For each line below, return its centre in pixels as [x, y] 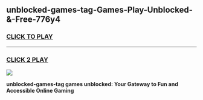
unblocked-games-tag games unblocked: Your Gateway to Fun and [92, 84]
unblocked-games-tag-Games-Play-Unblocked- [100, 10]
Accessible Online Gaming [40, 90]
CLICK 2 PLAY [27, 59]
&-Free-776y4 [34, 20]
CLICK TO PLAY [30, 37]
